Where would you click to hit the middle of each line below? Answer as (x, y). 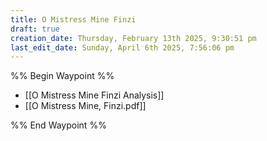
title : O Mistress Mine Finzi (73, 19)
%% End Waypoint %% (58, 125)
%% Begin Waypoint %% (62, 76)
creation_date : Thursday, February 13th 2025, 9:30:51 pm (133, 38)
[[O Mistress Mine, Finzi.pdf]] (85, 106)
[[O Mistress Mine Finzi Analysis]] (94, 95)
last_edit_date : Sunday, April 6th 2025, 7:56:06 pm (122, 47)
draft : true (35, 29)
